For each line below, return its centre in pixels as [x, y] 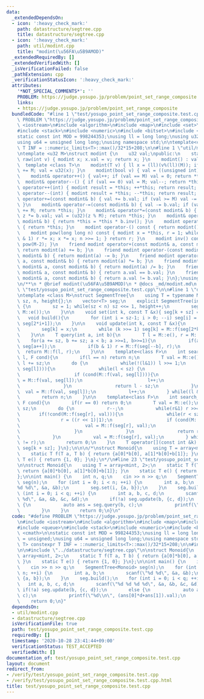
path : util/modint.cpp [46, 46]
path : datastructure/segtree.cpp [59, 29]
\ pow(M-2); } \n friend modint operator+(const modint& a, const [106, 244]
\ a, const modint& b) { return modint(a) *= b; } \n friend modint [108, 261]
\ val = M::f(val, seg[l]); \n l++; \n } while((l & [108, 392]
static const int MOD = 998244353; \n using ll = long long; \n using [103, 137]
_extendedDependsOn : [38, 18]
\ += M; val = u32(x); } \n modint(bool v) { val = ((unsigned [102, 171]
